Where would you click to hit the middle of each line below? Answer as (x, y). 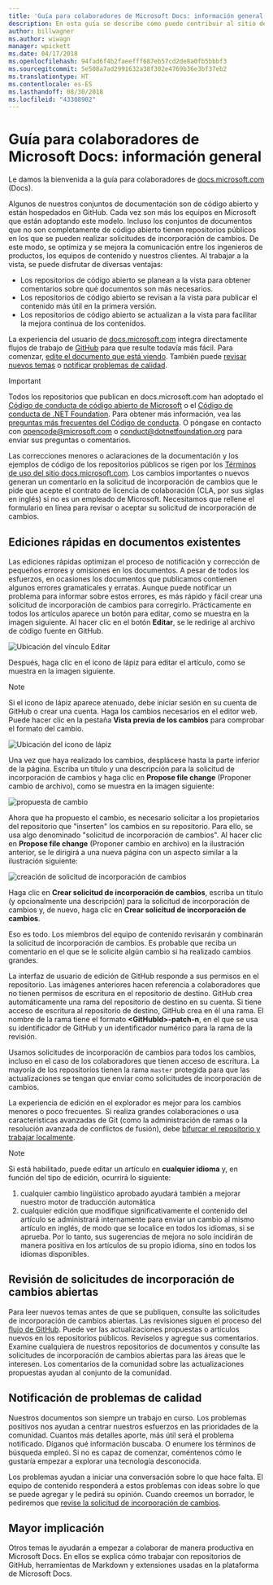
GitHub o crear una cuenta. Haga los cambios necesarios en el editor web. (133, 711)
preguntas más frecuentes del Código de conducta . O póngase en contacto (135, 423)
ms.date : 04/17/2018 (43, 54)
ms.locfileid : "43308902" (52, 99)
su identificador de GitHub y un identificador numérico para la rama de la (131, 1028)
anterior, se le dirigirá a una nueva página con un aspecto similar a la (123, 852)
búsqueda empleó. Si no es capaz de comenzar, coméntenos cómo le (125, 1452)
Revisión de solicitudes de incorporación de (122, 1280)
